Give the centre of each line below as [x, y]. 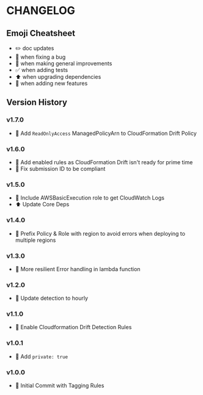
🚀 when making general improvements [64, 63]
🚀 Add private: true [42, 356]
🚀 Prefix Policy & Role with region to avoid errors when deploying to [100, 233]
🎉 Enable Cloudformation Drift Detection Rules [73, 327]
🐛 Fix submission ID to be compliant [60, 169]
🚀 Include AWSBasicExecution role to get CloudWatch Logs [90, 198]
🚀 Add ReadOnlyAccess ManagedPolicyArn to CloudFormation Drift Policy [106, 133]
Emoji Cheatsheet [41, 33]
